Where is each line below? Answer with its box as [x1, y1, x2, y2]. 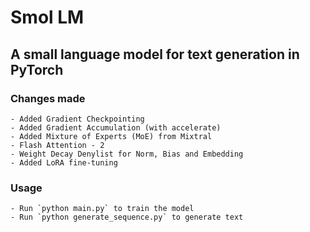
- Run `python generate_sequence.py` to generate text [10, 212, 244, 223]
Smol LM [10, 6, 85, 29]
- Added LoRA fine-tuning [10, 157, 118, 168]
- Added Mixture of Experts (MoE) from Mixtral [10, 131, 213, 141]
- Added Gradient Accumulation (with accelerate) [10, 122, 222, 133]
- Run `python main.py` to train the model [10, 204, 195, 214]
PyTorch [10, 61, 64, 78]
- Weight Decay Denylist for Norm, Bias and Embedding [10, 149, 244, 159]
